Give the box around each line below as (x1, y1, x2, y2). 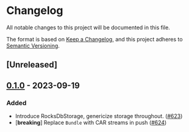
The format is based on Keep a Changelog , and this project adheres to (6, 35, 183, 43)
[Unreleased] (6, 60, 58, 70)
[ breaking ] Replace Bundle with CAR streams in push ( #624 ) (15, 119, 167, 127)
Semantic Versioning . (6, 42, 60, 49)
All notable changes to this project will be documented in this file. (6, 24, 171, 31)
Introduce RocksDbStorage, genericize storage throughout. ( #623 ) (15, 113, 183, 120)
